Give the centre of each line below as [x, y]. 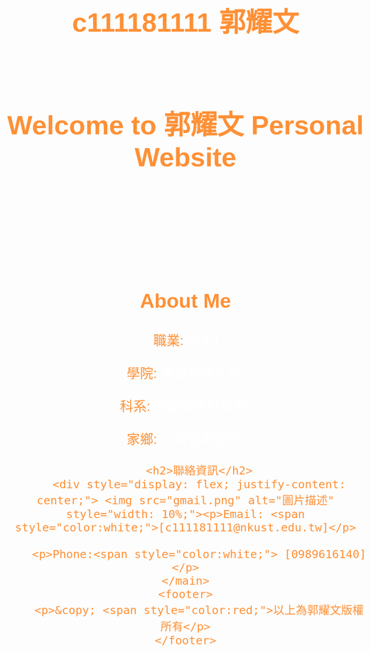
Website [185, 158]
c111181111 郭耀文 [185, 22]
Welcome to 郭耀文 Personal [185, 126]
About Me [185, 301]
